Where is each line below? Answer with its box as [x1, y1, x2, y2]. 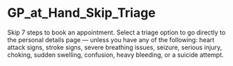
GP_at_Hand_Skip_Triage [7, 5, 156, 21]
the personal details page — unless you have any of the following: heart [7, 35, 215, 44]
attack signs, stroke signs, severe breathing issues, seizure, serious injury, [7, 43, 222, 51]
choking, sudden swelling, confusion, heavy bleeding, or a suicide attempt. [7, 51, 225, 59]
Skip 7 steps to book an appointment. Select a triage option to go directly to [7, 28, 226, 37]
